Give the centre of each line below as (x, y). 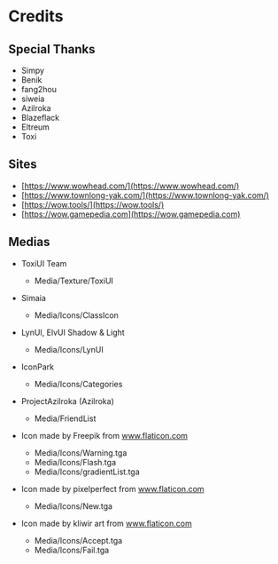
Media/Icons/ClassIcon (76, 315)
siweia (33, 99)
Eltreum (35, 127)
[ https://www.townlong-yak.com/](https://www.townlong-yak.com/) (145, 195)
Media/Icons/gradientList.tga (87, 472)
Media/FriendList (65, 418)
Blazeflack (40, 118)
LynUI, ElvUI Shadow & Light (73, 332)
